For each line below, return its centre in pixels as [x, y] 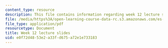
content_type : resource [30, 10]
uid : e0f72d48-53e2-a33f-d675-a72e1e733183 [51, 38]
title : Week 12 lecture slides [38, 33]
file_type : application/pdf [34, 24]
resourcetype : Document [30, 28]
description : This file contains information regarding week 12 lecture [82, 14]
